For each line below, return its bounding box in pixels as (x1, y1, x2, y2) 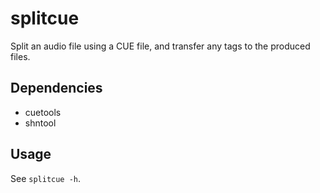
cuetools (24, 106, 62, 118)
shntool (24, 117, 57, 129)
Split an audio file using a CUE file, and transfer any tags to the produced (10, 40, 311, 52)
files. (10, 50, 31, 62)
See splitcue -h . (10, 172, 82, 184)
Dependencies (10, 80, 103, 97)
